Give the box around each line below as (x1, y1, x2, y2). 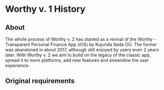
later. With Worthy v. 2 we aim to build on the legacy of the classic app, (5, 52, 151, 58)
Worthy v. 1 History (5, 3, 86, 15)
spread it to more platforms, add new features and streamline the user (5, 57, 149, 63)
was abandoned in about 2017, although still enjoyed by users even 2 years (5, 47, 160, 52)
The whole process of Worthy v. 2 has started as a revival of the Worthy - (5, 36, 156, 42)
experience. (5, 63, 30, 68)
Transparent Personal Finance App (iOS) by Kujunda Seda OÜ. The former (5, 42, 157, 47)
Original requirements (5, 77, 75, 85)
